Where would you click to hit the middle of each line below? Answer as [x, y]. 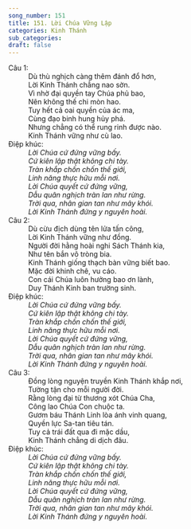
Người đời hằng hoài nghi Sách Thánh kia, [97, 246]
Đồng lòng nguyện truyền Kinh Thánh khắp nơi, [105, 381]
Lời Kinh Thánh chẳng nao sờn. [79, 85]
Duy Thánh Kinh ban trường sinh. [82, 288]
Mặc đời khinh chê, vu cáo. [72, 271]
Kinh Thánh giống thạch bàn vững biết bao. [99, 263]
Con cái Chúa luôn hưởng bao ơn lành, [91, 280]
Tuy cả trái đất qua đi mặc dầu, [79, 432]
